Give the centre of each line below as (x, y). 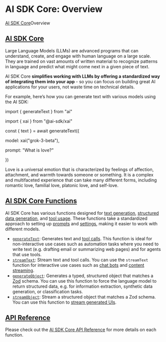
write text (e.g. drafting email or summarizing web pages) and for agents (86, 249)
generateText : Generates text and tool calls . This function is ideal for (82, 238)
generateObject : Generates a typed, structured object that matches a (83, 276)
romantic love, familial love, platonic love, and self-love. (62, 185)
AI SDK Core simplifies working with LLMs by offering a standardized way (83, 76)
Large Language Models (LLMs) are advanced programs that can (72, 50)
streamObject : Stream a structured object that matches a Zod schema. (84, 297)
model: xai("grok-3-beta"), (32, 140)
